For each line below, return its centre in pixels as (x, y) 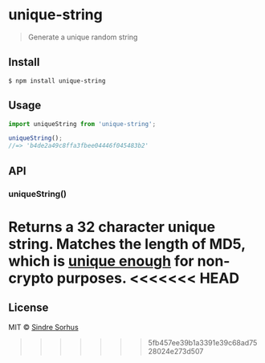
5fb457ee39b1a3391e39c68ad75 (203, 342)
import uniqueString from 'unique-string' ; (82, 124)
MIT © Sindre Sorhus (43, 327)
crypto (31, 278)
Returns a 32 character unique (112, 227)
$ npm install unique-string (57, 81)
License (29, 308)
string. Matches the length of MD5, (127, 244)
